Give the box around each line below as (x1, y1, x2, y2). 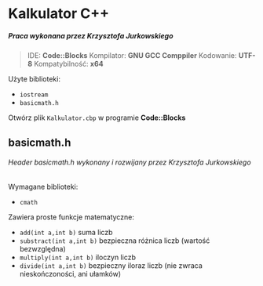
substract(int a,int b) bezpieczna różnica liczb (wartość (19, 236, 210, 245)
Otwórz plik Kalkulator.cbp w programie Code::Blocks (8, 113, 186, 122)
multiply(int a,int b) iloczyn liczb (19, 252, 136, 262)
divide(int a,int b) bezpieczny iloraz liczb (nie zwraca (19, 260, 203, 270)
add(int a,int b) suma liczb (19, 227, 113, 237)
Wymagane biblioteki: (8, 182, 79, 191)
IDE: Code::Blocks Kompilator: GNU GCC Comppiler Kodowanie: (27, 51, 237, 60)
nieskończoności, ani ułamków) (19, 269, 122, 278)
